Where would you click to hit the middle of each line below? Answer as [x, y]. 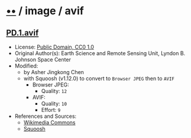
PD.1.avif [22, 33]
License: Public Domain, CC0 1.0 [54, 47]
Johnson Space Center [43, 60]
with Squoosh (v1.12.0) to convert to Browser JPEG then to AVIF [99, 78]
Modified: [26, 66]
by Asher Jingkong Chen [54, 72]
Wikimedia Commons [49, 122]
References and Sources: [46, 116]
